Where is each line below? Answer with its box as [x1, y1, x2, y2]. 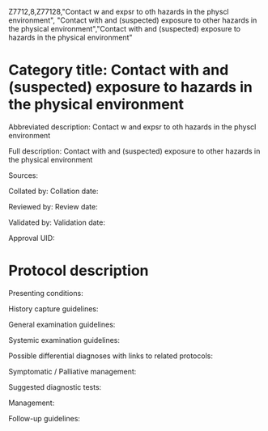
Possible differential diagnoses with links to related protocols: [8, 351, 213, 361]
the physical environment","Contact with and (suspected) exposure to [8, 24, 241, 33]
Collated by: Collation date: [8, 186, 99, 196]
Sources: [8, 170, 39, 180]
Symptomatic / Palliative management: [8, 366, 137, 376]
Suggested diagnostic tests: [8, 382, 102, 391]
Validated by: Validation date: [8, 218, 105, 227]
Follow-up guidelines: [8, 413, 81, 423]
